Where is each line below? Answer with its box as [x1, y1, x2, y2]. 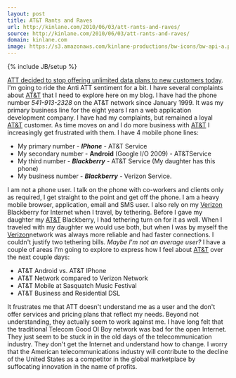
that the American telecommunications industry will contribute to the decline [7, 348, 228, 355]
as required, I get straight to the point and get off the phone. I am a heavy [7, 193, 220, 201]
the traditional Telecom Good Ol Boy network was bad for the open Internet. [7, 325, 227, 333]
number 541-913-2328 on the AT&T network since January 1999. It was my [7, 99, 224, 106]
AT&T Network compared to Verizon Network [17, 274, 149, 282]
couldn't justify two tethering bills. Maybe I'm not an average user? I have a [7, 238, 226, 246]
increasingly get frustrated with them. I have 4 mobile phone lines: [7, 128, 199, 137]
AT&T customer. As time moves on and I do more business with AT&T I [7, 121, 210, 129]
